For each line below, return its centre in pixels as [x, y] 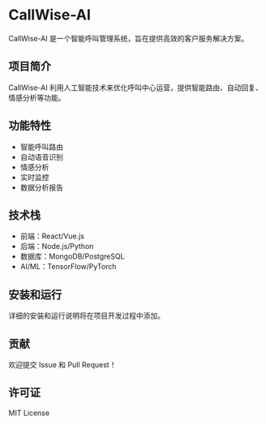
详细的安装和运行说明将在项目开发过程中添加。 [86, 316]
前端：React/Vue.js [52, 236]
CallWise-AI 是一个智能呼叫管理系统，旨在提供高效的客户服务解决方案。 [129, 38]
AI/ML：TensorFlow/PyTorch [68, 267]
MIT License [29, 413]
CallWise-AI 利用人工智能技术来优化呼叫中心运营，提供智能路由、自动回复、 [135, 88]
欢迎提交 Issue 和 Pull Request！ [62, 365]
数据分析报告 [41, 187]
